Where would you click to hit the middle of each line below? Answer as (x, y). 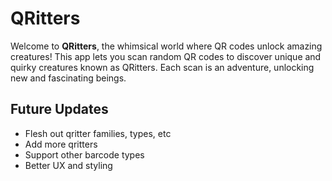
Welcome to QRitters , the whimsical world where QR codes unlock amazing (166, 46)
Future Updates (59, 109)
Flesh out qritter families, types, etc (98, 133)
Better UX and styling (68, 165)
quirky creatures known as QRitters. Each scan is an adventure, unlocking (162, 67)
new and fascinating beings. (68, 78)
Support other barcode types (84, 154)
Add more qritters (61, 144)
